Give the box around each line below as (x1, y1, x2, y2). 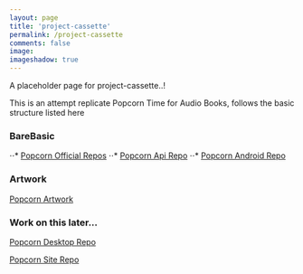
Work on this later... (9, 216, 98, 229)
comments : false (9, 38, 71, 48)
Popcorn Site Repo (9, 254, 80, 265)
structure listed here (9, 108, 85, 118)
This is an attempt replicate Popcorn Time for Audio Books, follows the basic (9, 98, 295, 109)
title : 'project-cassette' (9, 22, 111, 31)
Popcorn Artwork (9, 194, 74, 204)
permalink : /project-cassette (9, 30, 124, 39)
